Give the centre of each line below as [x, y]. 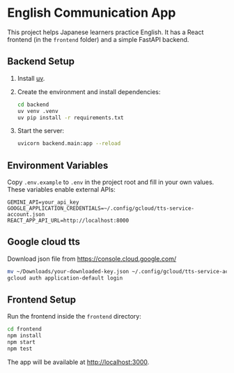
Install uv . [31, 78]
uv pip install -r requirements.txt [70, 117]
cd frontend [24, 329]
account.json [26, 215]
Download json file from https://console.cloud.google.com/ [92, 259]
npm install [24, 336]
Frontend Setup [42, 300]
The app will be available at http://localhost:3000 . [78, 362]
